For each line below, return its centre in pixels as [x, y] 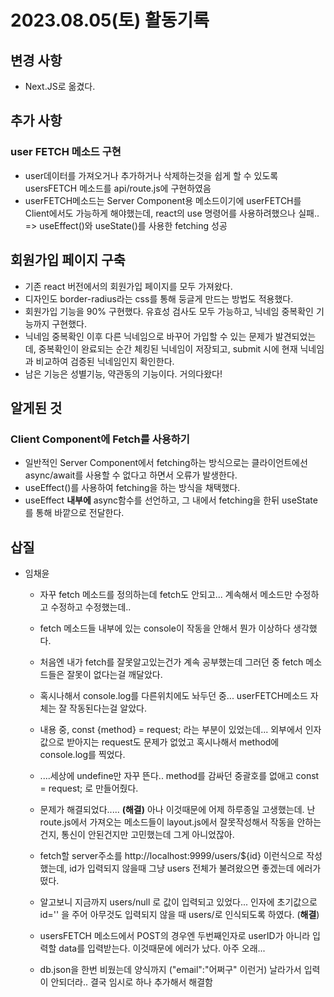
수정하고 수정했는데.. [91, 607]
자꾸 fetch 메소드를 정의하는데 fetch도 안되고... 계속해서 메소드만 [166, 594]
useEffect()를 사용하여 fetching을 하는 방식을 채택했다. [132, 488]
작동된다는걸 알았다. [108, 708]
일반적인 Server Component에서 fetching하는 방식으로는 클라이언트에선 [166, 463]
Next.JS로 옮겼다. [60, 86]
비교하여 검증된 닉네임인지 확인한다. [105, 361]
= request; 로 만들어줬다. [89, 788]
